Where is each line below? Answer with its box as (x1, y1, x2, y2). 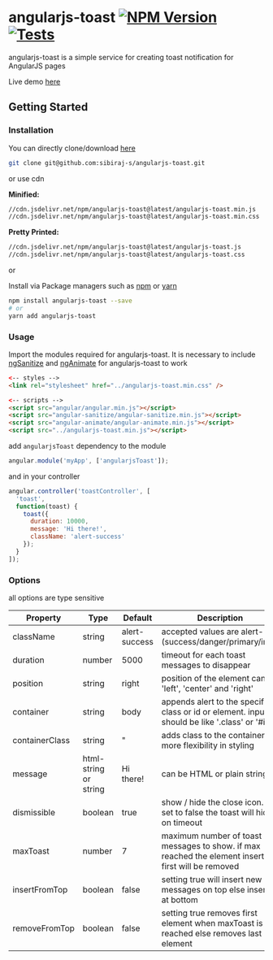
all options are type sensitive (8, 593, 105, 602)
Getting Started (8, 100, 89, 114)
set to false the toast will (161, 806, 254, 818)
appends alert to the (161, 696, 239, 707)
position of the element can (161, 672, 266, 684)
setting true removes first (161, 907, 258, 919)
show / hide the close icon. (161, 797, 264, 808)
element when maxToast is (161, 917, 263, 928)
